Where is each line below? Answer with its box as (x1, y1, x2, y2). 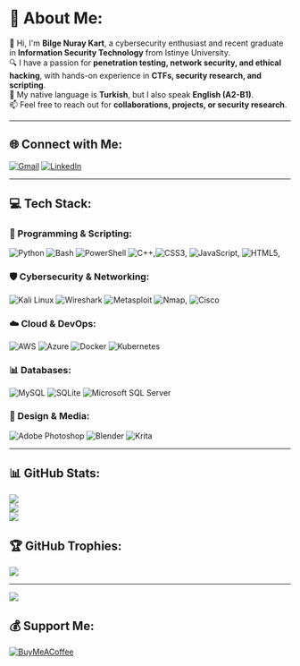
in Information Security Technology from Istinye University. (9, 47, 230, 57)
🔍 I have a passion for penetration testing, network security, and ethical (9, 57, 281, 68)
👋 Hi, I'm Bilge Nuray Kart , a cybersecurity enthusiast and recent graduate (9, 38, 284, 48)
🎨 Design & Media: (9, 410, 90, 423)
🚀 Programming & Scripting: (9, 227, 132, 240)
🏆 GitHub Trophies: (9, 538, 122, 553)
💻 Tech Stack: (9, 196, 92, 211)
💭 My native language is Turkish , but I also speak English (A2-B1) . (9, 89, 254, 99)
